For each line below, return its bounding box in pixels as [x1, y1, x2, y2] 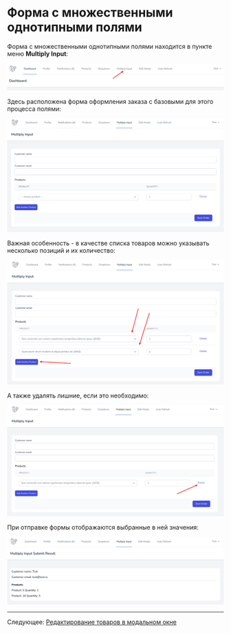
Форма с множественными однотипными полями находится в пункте [7, 42, 212, 50]
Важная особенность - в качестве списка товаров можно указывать [7, 239, 210, 247]
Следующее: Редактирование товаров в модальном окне [7, 618, 177, 626]
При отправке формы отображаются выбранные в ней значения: [7, 523, 199, 531]
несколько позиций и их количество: [7, 247, 115, 255]
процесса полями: [7, 105, 61, 113]
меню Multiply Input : [7, 50, 69, 58]
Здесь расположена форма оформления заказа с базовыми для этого [7, 97, 214, 105]
